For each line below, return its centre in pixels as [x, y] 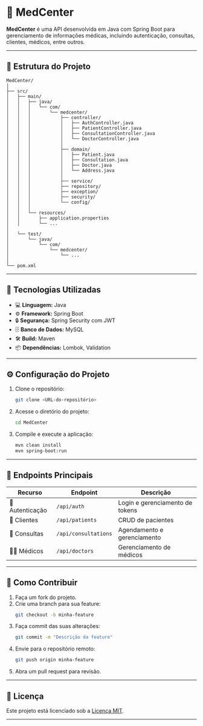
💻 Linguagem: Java [40, 305]
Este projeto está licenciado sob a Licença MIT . [65, 710]
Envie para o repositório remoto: [55, 649]
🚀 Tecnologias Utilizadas [53, 290]
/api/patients [77, 520]
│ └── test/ [24, 234]
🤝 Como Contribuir [42, 583]
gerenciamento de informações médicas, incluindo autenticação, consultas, [101, 35]
